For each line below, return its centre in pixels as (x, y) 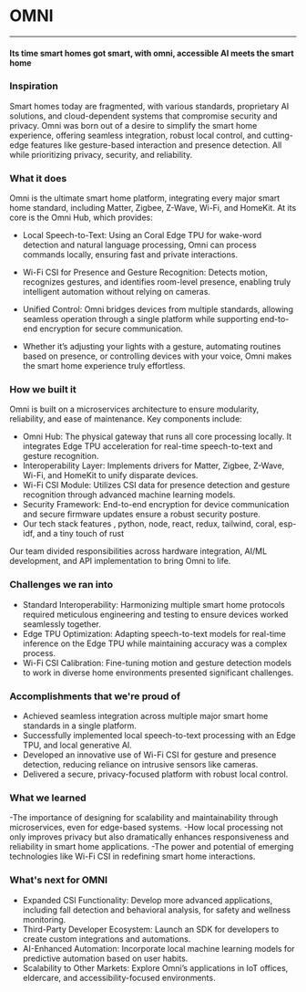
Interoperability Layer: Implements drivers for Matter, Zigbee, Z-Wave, (153, 465)
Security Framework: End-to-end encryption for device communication (156, 505)
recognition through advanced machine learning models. (129, 495)
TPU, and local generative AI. (77, 746)
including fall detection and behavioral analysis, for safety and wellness (157, 910)
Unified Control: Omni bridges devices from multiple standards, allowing (158, 309)
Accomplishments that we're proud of (95, 696)
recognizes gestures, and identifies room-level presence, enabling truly (157, 282)
